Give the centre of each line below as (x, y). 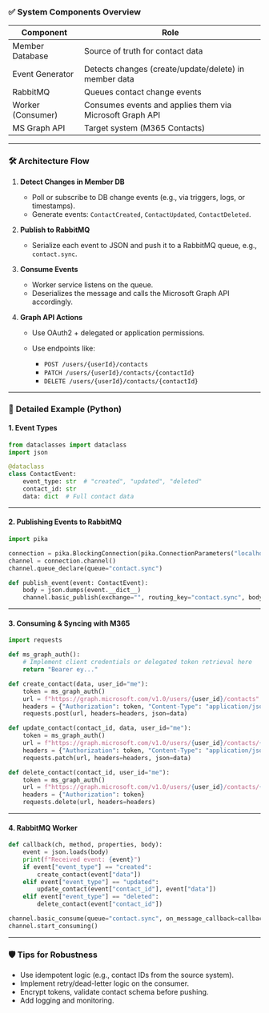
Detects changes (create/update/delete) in (164, 69)
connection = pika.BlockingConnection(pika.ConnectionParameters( (121, 553)
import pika (28, 539)
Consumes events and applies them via (158, 105)
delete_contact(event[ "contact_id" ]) (100, 904)
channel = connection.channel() (62, 561)
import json (28, 452)
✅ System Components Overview (75, 12)
